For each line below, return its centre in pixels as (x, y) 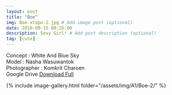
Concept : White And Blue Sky (43, 55)
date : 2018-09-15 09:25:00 (39, 28)
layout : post (22, 11)
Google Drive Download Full (40, 74)
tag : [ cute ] (21, 39)
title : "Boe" (22, 17)
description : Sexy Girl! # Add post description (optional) (82, 33)
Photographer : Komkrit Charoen (46, 68)
